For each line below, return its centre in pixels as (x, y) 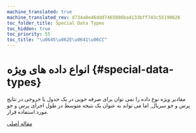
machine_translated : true (39, 12)
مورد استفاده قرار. (28, 111)
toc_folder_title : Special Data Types (56, 23)
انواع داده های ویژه (48, 70)
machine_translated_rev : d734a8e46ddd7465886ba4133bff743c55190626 (94, 17)
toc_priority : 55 (29, 34)
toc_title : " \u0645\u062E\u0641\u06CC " (57, 40)
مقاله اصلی (20, 123)
